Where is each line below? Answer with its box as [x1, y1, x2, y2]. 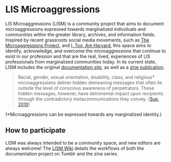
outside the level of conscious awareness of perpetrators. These [17, 85, 155, 91]
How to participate [5, 126, 66, 135]
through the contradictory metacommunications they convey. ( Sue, [17, 96, 160, 102]
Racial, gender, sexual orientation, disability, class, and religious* [17, 74, 155, 80]
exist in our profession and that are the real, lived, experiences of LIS [5, 53, 151, 59]
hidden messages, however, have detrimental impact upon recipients [17, 90, 164, 96]
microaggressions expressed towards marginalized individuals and [5, 26, 146, 32]
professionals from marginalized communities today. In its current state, [5, 58, 157, 65]
